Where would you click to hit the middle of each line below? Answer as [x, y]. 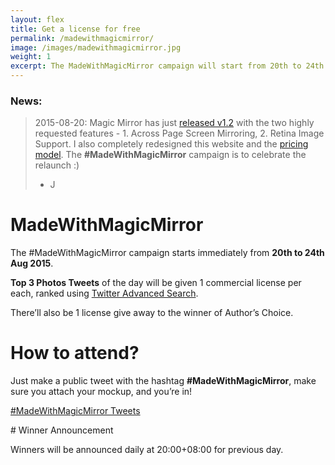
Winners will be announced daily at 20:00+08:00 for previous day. [147, 450]
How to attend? [75, 353]
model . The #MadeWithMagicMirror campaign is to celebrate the [170, 155]
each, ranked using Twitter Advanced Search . [104, 293]
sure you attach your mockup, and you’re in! [101, 392]
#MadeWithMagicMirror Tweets [75, 411]
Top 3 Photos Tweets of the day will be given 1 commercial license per [156, 283]
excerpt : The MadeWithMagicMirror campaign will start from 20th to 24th [167, 66]
